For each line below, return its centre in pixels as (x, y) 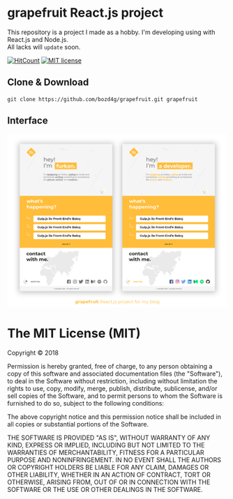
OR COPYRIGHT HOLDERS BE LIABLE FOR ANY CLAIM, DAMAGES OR (108, 467)
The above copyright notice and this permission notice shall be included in (114, 417)
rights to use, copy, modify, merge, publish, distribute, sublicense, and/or (112, 388)
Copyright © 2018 (33, 353)
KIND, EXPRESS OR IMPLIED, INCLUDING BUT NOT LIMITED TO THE (106, 445)
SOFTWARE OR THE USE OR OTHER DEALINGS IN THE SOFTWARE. (105, 489)
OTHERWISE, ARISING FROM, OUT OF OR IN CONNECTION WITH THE (109, 482)
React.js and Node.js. (38, 39)
